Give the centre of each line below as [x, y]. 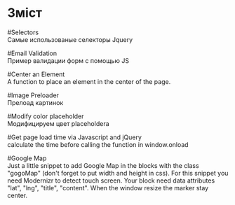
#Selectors [23, 32]
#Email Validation [32, 53]
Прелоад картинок [35, 102]
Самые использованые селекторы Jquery [70, 39]
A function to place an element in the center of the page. [89, 81]
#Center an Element [36, 74]
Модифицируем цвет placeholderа [59, 123]
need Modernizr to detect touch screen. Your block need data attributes [111, 181]
